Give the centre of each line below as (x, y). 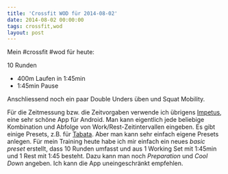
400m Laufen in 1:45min (51, 79)
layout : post (26, 33)
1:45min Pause (38, 86)
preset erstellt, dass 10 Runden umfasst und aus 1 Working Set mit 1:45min (112, 149)
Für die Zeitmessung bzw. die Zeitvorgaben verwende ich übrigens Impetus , (114, 112)
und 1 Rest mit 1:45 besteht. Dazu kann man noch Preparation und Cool (107, 156)
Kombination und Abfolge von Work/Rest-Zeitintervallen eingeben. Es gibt (111, 127)
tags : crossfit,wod (35, 26)
